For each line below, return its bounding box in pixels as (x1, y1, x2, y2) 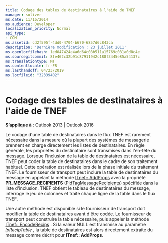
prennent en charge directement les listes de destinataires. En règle (5, 142, 145, 148)
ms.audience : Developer (5, 21, 55, 27)
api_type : (5, 31, 26, 36)
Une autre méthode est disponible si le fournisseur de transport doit (5, 205, 145, 211)
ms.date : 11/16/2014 (5, 17, 49, 22)
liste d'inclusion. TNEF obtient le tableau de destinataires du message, (5, 185, 150, 191)
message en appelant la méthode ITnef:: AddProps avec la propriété (5, 174, 146, 180)
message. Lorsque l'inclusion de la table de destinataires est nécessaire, (5, 153, 155, 159)
